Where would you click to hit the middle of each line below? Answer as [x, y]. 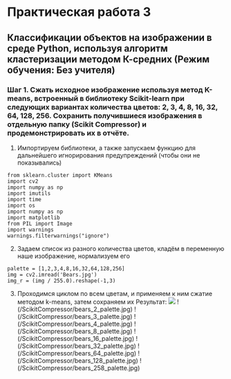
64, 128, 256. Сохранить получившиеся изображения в [105, 115]
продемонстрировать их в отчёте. [68, 133]
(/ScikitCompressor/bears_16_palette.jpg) [76, 338]
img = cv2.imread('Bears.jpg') [52, 275]
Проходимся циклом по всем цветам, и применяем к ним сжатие [115, 293]
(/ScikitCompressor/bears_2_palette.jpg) [75, 309]
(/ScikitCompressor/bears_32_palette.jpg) [76, 346]
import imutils [29, 193]
